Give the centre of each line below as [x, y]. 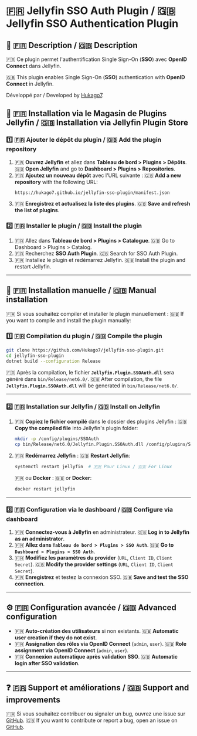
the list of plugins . [37, 210]
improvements [33, 700]
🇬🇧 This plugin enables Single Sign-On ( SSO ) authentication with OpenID [96, 77]
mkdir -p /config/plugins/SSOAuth [57, 439]
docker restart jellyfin [45, 489]
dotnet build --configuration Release [53, 361]
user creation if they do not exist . [56, 638]
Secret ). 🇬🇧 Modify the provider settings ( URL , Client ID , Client [94, 564]
